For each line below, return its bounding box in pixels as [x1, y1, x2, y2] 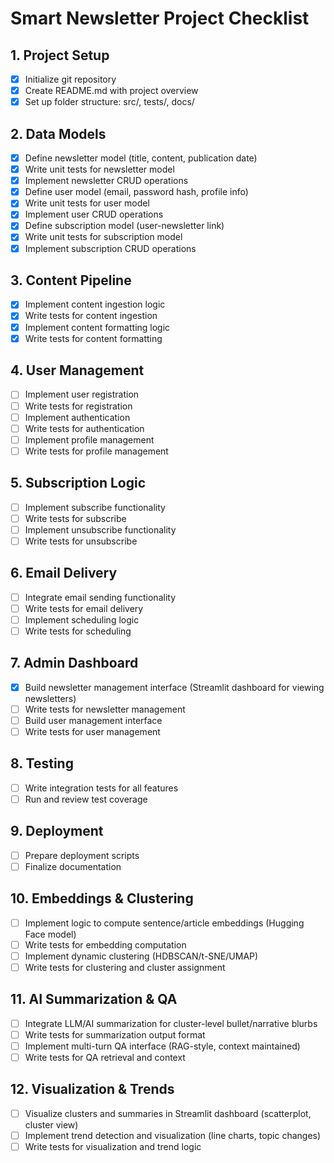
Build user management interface [24, 714, 163, 726]
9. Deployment [10, 823, 104, 840]
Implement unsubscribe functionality [24, 523, 177, 536]
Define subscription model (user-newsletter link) [24, 220, 225, 232]
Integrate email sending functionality [24, 591, 176, 603]
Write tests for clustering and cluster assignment [24, 961, 226, 973]
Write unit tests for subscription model [24, 231, 183, 243]
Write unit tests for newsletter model [24, 163, 175, 176]
